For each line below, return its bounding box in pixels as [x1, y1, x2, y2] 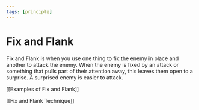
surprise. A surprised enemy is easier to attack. [6, 73, 124, 81]
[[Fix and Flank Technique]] [6, 97, 75, 104]
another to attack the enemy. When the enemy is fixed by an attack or [6, 61, 179, 68]
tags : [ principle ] [6, 8, 52, 15]
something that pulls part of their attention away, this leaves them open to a [6, 67, 194, 75]
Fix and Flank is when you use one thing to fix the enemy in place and [6, 55, 179, 62]
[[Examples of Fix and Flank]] [6, 85, 79, 93]
